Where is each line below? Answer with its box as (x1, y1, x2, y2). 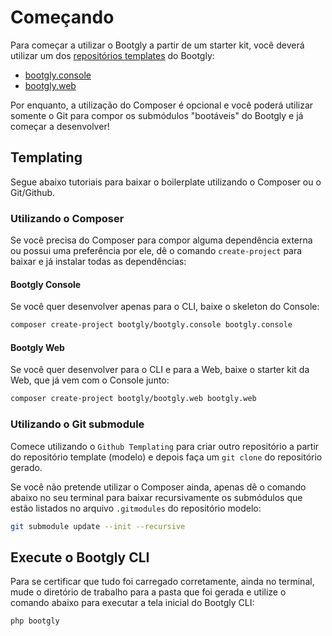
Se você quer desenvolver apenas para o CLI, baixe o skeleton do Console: (10, 301, 320, 313)
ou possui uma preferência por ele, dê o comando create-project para (10, 245, 303, 257)
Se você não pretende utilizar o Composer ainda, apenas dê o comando (10, 481, 307, 493)
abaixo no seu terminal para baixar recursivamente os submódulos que (10, 491, 303, 503)
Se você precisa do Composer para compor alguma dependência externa (10, 234, 313, 246)
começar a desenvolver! (10, 120, 110, 132)
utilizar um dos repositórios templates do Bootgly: (10, 49, 215, 61)
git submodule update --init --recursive (10, 521, 186, 531)
